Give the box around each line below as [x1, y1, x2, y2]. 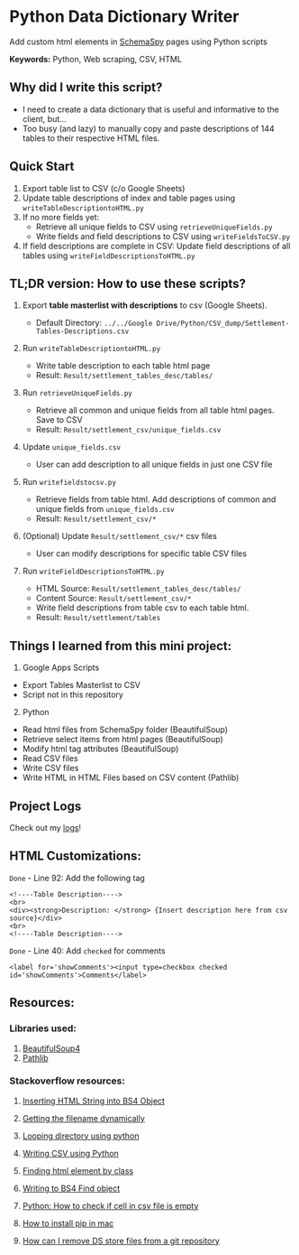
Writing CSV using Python [22, 1148, 119, 1158]
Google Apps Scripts [22, 662, 100, 674]
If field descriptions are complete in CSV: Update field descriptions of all [22, 240, 291, 251]
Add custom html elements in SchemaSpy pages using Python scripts [9, 36, 267, 47]
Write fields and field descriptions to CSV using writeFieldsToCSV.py [35, 230, 291, 241]
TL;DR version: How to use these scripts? [9, 275, 246, 291]
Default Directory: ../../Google [35, 318, 153, 329]
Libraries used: [9, 1022, 77, 1035]
